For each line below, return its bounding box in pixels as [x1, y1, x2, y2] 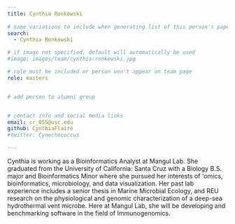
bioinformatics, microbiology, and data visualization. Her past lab [7, 179, 194, 188]
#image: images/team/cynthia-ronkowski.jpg [7, 55, 136, 63]
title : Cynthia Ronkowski [7, 10, 83, 17]
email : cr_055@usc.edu [7, 118, 73, 126]
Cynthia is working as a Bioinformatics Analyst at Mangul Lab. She [7, 157, 198, 165]
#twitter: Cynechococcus [7, 132, 80, 139]
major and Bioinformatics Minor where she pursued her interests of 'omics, [7, 172, 223, 180]
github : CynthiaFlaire [7, 125, 73, 132]
